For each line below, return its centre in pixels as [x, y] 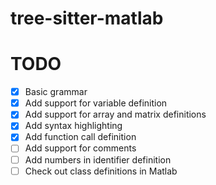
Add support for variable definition [96, 103]
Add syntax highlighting [73, 126]
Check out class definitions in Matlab [101, 171]
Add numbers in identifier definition [98, 159]
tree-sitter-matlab [87, 18]
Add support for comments [80, 148]
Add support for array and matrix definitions [115, 114]
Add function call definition [80, 137]
